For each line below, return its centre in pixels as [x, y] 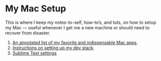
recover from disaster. [28, 33]
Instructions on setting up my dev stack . [53, 48]
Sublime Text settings [35, 53]
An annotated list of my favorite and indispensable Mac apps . [75, 42]
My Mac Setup [36, 9]
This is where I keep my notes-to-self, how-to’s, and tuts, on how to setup [81, 22]
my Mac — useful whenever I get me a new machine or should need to [78, 27]
